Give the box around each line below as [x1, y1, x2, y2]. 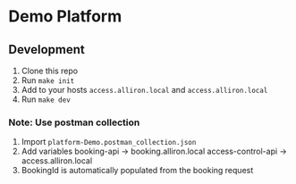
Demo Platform [8, 6, 123, 27]
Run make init [21, 75, 75, 86]
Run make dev [21, 94, 71, 105]
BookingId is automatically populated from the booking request [21, 165, 254, 176]
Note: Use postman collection [8, 116, 140, 129]
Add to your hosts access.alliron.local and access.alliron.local [21, 85, 268, 95]
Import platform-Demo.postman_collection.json [21, 137, 197, 147]
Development [8, 42, 86, 57]
